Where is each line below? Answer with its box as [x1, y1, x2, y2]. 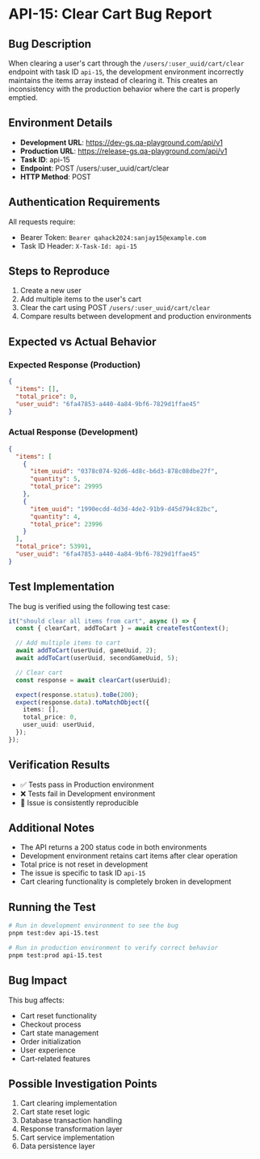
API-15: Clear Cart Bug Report [8, 5, 212, 23]
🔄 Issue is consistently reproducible [19, 797, 139, 808]
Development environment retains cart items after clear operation [19, 851, 238, 861]
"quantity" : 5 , [29, 475, 82, 483]
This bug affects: [8, 995, 65, 1005]
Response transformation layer [19, 1124, 123, 1134]
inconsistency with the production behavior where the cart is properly [8, 84, 241, 94]
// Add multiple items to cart [15, 639, 121, 647]
